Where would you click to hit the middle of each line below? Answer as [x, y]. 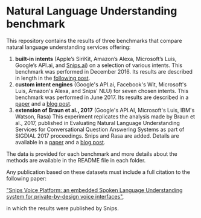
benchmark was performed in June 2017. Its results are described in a [102, 97]
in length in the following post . [53, 78]
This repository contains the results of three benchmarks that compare [94, 40]
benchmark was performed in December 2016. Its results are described [104, 71]
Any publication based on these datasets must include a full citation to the [98, 172]
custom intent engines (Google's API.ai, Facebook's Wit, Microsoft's [101, 84]
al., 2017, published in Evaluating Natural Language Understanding [97, 123]
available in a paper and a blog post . [60, 142]
